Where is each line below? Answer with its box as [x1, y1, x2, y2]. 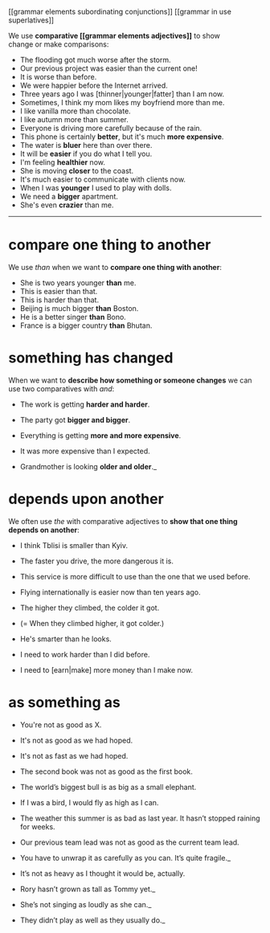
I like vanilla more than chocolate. [19, 106, 131, 116]
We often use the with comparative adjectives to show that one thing [8, 516, 239, 526]
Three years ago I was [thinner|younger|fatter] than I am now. [19, 89, 225, 99]
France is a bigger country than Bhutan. [19, 321, 153, 330]
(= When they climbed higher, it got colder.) [19, 618, 165, 628]
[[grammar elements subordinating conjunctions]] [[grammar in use [8, 7, 231, 16]
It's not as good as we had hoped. [19, 735, 133, 745]
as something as [8, 694, 121, 711]
